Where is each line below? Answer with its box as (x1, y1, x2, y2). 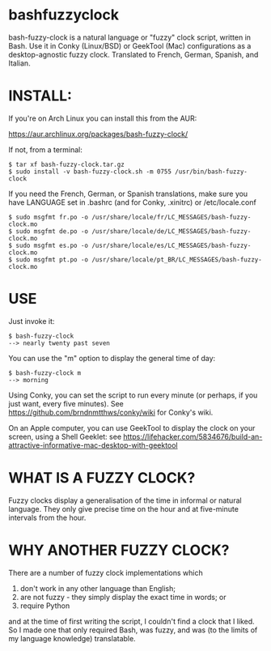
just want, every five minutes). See (8, 398, 124, 408)
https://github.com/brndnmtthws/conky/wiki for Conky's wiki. (8, 407, 214, 417)
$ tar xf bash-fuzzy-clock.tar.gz (8, 160, 125, 168)
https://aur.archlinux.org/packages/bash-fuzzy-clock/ (8, 129, 188, 138)
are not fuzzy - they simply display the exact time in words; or (19, 592, 227, 602)
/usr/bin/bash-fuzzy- (175, 168, 248, 176)
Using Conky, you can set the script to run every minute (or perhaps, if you (8, 390, 258, 400)
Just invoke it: (8, 316, 55, 325)
